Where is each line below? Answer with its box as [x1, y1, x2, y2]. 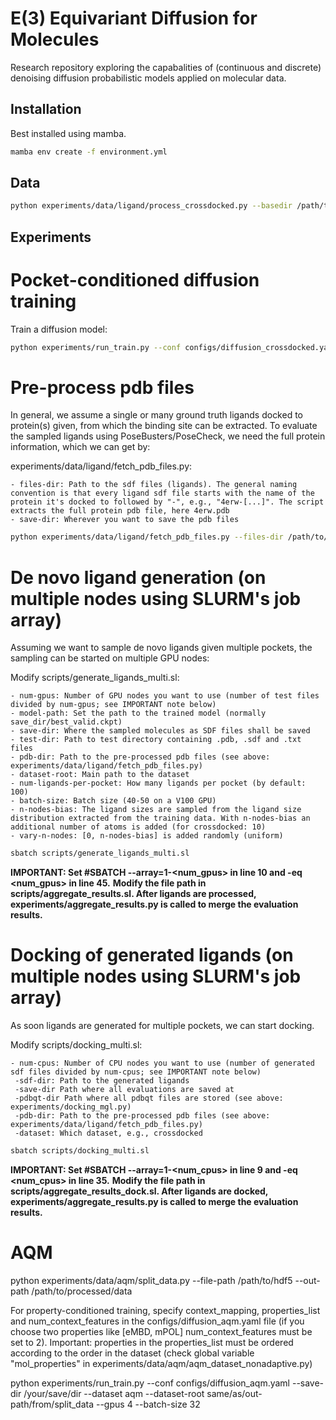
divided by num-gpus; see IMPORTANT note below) [10, 700, 217, 710]
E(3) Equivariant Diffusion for [10, 7, 258, 30]
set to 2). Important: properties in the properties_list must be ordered [10, 1336, 294, 1348]
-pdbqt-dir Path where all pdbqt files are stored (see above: [14, 1093, 284, 1104]
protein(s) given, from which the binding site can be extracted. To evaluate [10, 420, 318, 432]
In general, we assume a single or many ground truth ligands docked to [10, 409, 304, 421]
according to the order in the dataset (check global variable [10, 1347, 255, 1359]
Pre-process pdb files [10, 376, 195, 399]
